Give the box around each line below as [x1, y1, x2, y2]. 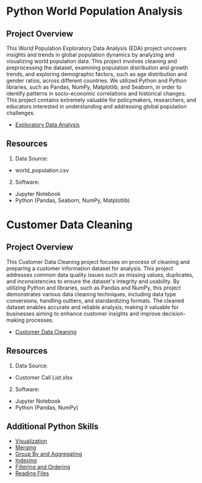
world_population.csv [15, 166, 69, 174]
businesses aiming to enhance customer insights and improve [6, 310, 161, 317]
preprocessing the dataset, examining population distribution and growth [6, 64, 188, 71]
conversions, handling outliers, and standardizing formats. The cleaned [6, 297, 184, 304]
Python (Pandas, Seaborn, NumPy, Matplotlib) [15, 196, 130, 204]
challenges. [6, 109, 35, 116]
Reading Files [15, 470, 50, 477]
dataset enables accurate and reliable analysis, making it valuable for [6, 303, 179, 311]
